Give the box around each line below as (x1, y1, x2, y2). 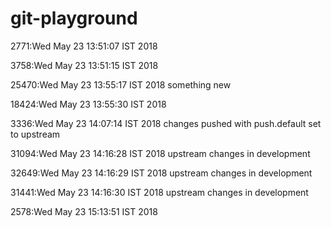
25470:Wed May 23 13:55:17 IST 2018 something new (10, 78, 232, 91)
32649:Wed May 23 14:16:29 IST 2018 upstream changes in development (10, 167, 313, 179)
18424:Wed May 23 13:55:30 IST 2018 (10, 98, 167, 110)
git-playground (10, 7, 138, 30)
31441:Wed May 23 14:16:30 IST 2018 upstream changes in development (10, 186, 309, 198)
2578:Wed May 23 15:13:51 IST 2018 (10, 205, 158, 217)
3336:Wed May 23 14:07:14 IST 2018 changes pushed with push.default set (10, 117, 322, 129)
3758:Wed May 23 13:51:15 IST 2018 (10, 59, 159, 71)
